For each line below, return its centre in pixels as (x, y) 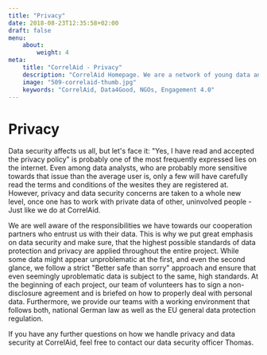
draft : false (30, 30)
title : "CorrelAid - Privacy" (73, 68)
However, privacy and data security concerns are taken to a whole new (125, 193)
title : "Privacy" (37, 16)
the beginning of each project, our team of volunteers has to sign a (118, 285)
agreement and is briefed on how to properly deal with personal (148, 293)
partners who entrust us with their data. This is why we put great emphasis (131, 234)
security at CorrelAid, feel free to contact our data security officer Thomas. (131, 342)
